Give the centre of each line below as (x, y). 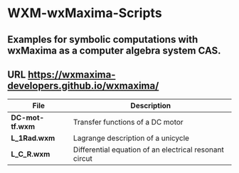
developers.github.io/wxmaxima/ (83, 86)
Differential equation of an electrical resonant (149, 150)
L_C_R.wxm (31, 154)
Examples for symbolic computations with (103, 40)
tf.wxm (23, 127)
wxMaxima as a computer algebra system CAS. (115, 50)
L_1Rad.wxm (33, 138)
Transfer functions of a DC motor (128, 122)
